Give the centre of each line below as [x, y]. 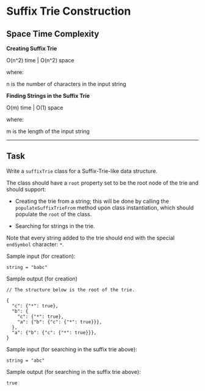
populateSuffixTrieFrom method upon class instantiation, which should [104, 207]
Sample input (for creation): [41, 256]
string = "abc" [26, 360]
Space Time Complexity [53, 34]
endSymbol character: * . [35, 244]
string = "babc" [27, 267]
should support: [26, 189]
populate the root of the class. [53, 214]
